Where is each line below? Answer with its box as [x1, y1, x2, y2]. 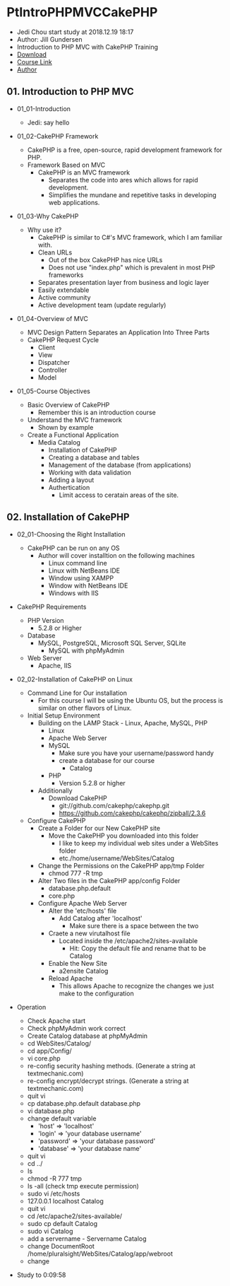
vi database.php [27, 1106, 75, 1115]
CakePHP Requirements [16, 602, 87, 611]
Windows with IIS [48, 588, 99, 597]
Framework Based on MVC [27, 160, 106, 169]
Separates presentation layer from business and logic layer [37, 278, 210, 286]
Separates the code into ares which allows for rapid [48, 175, 198, 184]
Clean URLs [37, 248, 73, 257]
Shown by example [37, 423, 94, 431]
